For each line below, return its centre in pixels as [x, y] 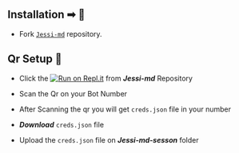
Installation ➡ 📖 [46, 15]
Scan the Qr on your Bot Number [73, 93]
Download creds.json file [62, 124]
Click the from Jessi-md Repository [106, 78]
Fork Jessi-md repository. [60, 33]
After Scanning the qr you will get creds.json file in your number [125, 109]
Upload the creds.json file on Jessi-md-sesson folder [109, 139]
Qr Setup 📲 [35, 59]
